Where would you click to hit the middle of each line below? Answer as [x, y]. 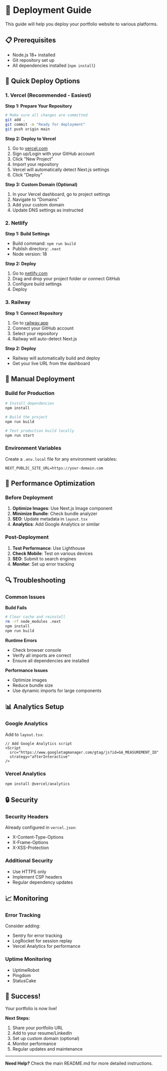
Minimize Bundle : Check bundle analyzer [55, 514]
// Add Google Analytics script [39, 743]
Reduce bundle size [33, 685]
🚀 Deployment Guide [48, 10]
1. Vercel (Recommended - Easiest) [48, 95]
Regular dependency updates [42, 882]
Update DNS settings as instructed [48, 210]
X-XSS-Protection [31, 848]
